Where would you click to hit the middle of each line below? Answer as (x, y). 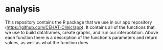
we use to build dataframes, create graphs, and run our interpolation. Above (81, 32)
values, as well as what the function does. (47, 42)
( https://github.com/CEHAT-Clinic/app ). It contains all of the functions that (80, 27)
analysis (23, 9)
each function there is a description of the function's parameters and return (81, 37)
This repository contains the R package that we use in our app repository (79, 22)
